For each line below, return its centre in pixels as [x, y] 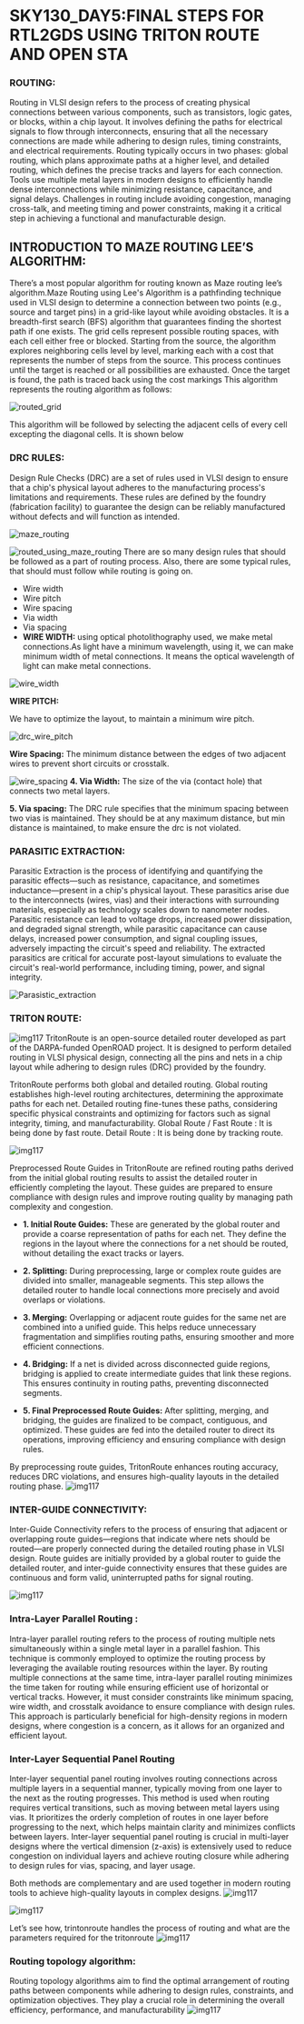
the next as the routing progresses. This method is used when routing [140, 1798]
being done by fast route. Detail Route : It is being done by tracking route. [147, 1133]
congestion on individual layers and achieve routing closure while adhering [149, 1856]
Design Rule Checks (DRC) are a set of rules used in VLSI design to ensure [149, 477]
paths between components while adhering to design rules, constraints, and [152, 1990]
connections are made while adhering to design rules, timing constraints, [146, 141]
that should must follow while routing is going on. [101, 571]
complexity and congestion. [61, 1207]
